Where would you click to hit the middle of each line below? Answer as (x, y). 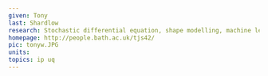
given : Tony (28, 15)
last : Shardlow (33, 23)
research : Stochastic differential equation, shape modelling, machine (130, 30)
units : (19, 52)
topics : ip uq (32, 60)
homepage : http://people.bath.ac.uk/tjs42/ (82, 38)
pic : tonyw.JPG (33, 45)
